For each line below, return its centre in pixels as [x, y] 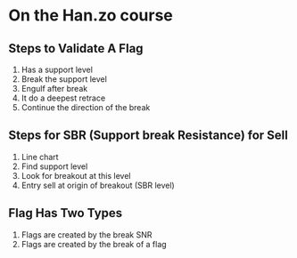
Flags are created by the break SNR [87, 234]
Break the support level [64, 79]
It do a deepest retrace [63, 98]
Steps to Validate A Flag [76, 48]
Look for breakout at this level [76, 175]
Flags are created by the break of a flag [94, 244]
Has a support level [57, 69]
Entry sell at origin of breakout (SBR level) [98, 185]
